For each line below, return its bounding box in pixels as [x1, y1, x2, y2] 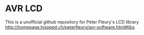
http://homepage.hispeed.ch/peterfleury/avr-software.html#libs [5, 24, 135, 30]
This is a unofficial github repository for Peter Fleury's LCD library [5, 19, 139, 25]
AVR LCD [5, 3, 43, 14]
